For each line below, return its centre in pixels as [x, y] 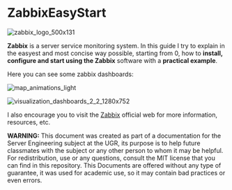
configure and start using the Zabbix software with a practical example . [113, 60]
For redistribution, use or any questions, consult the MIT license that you [111, 158]
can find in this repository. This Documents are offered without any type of [114, 165]
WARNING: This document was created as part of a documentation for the [114, 136]
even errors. [25, 180]
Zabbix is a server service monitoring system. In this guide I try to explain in [116, 45]
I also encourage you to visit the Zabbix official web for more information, [113, 115]
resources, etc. [29, 122]
